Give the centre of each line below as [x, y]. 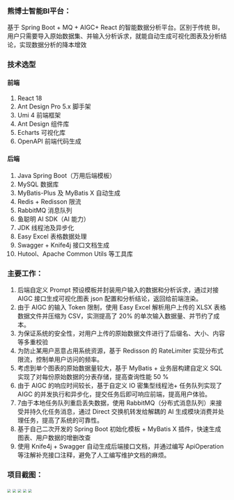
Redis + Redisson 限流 [49, 201]
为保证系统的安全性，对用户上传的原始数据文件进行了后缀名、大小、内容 [121, 333]
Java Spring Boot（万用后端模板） [67, 175]
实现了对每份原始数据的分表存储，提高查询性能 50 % [93, 376]
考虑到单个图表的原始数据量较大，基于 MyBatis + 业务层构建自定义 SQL [120, 368]
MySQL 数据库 [38, 184]
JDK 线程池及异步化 [46, 227]
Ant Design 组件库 [43, 124]
